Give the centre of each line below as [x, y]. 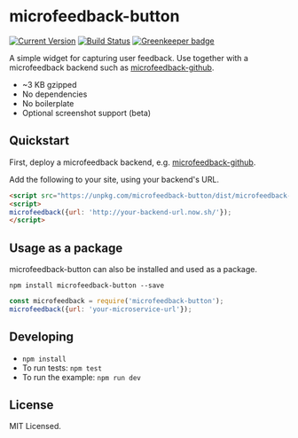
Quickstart [39, 141]
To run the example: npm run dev [82, 377]
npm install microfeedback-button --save [87, 285]
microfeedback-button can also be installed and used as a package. [133, 270]
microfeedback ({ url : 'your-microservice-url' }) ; [101, 309]
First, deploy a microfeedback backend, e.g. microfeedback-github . [133, 162]
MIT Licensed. [35, 426]
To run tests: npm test [62, 368]
